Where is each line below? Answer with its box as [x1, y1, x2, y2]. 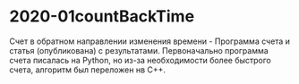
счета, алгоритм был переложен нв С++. [9, 64, 167, 75]
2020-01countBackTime [9, 6, 195, 27]
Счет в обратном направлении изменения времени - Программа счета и [9, 36, 291, 46]
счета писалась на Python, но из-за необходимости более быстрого [9, 55, 271, 65]
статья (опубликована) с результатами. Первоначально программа [9, 45, 269, 55]
